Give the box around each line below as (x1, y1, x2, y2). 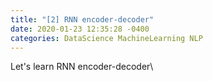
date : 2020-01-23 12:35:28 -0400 (10, 24, 150, 34)
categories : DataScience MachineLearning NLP (10, 33, 203, 43)
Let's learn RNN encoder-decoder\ (10, 61, 154, 73)
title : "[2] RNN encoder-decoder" (10, 14, 155, 25)
